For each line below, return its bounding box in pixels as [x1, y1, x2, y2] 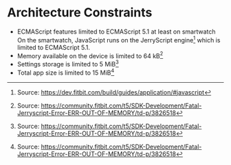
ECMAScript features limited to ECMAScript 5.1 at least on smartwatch [16, 27, 216, 36]
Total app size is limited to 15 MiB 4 [16, 67, 115, 77]
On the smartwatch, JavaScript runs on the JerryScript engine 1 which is [16, 34, 221, 44]
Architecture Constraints [7, 5, 153, 21]
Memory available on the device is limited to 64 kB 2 [16, 50, 164, 60]
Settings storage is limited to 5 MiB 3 [16, 59, 119, 68]
